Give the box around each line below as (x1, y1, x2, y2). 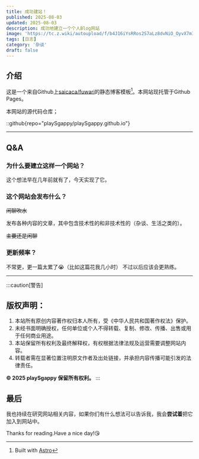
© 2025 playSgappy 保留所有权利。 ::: (6, 375, 101, 382)
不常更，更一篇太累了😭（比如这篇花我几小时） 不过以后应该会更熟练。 (6, 263, 180, 270)
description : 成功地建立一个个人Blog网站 (6, 25, 100, 31)
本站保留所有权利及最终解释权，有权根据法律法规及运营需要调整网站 (14, 340, 181, 347)
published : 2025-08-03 (6, 14, 62, 20)
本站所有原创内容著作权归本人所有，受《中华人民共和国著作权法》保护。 (14, 317, 191, 324)
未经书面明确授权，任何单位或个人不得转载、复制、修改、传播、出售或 (14, 325, 187, 332)
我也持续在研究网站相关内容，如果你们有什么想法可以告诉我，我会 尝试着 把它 (6, 410, 193, 417)
